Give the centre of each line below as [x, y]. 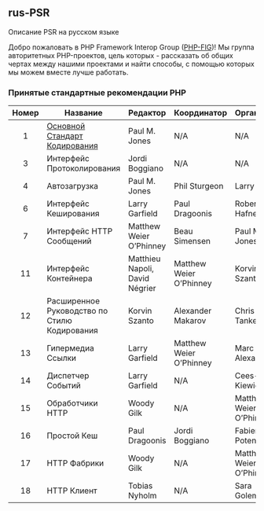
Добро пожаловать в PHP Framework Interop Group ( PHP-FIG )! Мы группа [131, 47]
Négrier [142, 289]
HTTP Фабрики [75, 463]
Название [84, 113]
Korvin [140, 311]
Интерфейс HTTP [80, 231]
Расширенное [73, 301]
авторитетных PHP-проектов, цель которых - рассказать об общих [121, 55]
